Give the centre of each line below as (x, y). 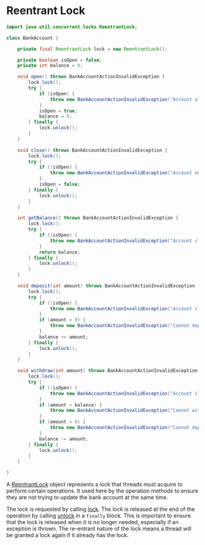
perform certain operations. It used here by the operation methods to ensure (103, 491)
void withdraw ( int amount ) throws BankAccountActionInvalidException (108, 371)
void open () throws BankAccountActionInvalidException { (91, 77)
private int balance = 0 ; (50, 66)
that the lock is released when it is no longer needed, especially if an (92, 522)
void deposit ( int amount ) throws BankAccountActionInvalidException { (109, 286)
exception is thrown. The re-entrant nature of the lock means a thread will (99, 529)
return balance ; (59, 252)
